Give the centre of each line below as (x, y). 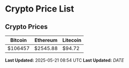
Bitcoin (19, 40)
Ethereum (46, 40)
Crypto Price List (40, 9)
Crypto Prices (26, 27)
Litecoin (72, 40)
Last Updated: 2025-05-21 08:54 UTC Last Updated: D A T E (64, 60)
